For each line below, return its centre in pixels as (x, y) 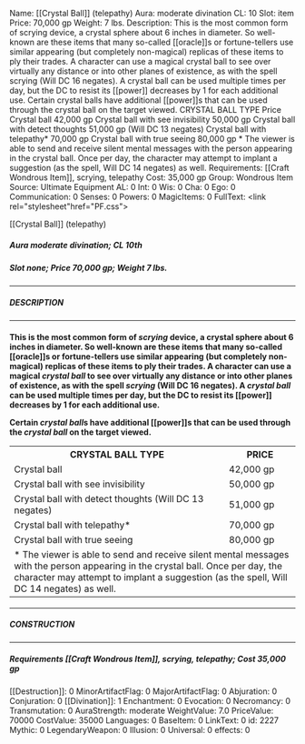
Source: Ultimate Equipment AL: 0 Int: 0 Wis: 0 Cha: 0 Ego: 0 (123, 187)
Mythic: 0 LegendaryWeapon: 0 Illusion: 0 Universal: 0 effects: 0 (130, 730)
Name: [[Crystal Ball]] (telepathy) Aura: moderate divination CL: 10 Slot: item (152, 13)
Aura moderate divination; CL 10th (76, 245)
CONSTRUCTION (42, 624)
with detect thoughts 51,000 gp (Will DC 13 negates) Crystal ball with (138, 129)
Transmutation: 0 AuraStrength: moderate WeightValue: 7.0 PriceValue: (142, 711)
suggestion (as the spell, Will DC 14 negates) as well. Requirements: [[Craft (149, 168)
